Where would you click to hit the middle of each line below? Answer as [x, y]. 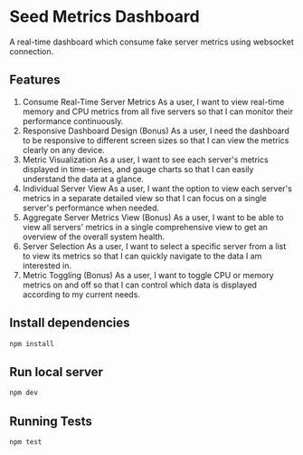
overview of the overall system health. [94, 237]
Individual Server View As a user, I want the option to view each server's [157, 189]
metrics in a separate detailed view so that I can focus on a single [144, 198]
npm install [32, 344]
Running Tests [51, 421]
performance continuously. [73, 121]
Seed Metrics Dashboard [105, 17]
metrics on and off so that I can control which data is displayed [140, 285]
